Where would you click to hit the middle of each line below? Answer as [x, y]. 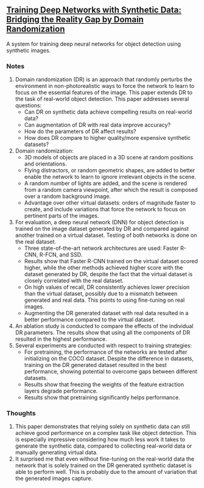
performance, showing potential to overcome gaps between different [111, 371]
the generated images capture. [54, 478]
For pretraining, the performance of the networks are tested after [106, 352]
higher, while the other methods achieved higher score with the [104, 268]
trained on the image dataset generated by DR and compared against [102, 229]
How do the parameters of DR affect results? [80, 131]
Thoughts [21, 413]
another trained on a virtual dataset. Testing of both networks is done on [106, 235]
